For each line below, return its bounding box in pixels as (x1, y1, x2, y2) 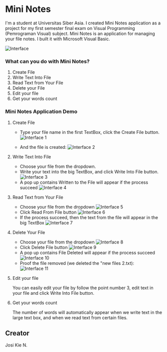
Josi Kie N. (5, 342, 27, 348)
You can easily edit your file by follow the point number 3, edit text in (12, 285, 154, 291)
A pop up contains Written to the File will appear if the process (19, 179, 149, 185)
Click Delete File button (19, 244, 68, 250)
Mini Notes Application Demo (5, 108, 78, 115)
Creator (5, 329, 30, 337)
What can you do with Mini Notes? (5, 58, 90, 65)
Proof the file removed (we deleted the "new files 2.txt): (19, 260, 135, 266)
